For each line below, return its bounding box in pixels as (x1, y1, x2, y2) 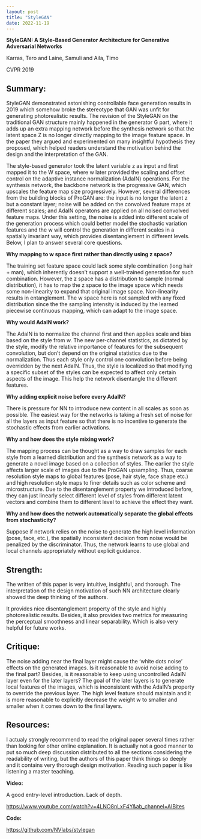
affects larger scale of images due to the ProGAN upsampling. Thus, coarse (6, 467, 193, 474)
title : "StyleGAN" (6, 14, 52, 20)
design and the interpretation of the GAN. (6, 151, 109, 158)
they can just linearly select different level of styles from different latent (6, 492, 183, 499)
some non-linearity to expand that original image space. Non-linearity (6, 288, 179, 295)
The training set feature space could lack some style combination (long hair (6, 262, 193, 269)
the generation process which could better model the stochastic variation (6, 220, 188, 227)
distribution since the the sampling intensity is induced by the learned (6, 301, 178, 308)
